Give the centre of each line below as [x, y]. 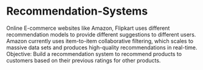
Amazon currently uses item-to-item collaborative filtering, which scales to [100, 41]
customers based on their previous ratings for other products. [84, 60]
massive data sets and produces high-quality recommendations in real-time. [102, 47]
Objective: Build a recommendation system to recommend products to [94, 54]
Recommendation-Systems [77, 11]
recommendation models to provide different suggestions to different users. [101, 34]
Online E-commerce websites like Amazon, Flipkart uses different [88, 28]
